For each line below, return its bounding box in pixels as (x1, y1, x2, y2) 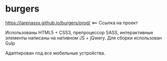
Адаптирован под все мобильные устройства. (5, 50, 105, 56)
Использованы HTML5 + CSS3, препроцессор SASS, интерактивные (5, 29, 153, 35)
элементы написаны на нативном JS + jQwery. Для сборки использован (5, 35, 162, 41)
